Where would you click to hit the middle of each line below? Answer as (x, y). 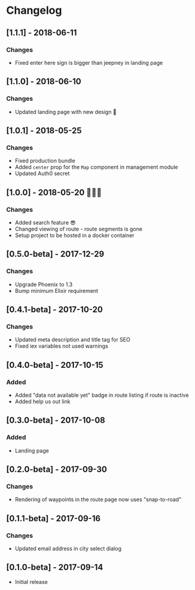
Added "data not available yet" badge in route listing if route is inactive (102, 395)
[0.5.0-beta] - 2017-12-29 (55, 254)
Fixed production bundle (45, 161)
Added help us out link (42, 402)
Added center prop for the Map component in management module (96, 167)
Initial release (31, 582)
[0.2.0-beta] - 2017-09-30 (57, 470)
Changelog (34, 11)
